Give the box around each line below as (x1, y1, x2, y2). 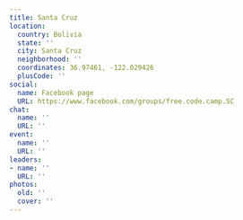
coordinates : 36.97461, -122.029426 (17, 64, 154, 73)
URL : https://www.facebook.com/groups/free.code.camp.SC (17, 96, 235, 106)
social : (9, 80, 39, 89)
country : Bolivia (17, 30, 82, 39)
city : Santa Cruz (17, 47, 82, 56)
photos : (9, 180, 39, 189)
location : (9, 22, 47, 31)
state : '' (17, 38, 54, 48)
